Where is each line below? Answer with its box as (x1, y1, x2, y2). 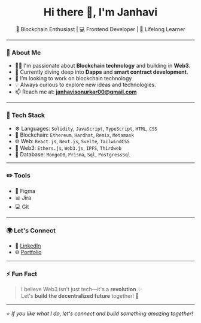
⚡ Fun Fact (6, 270, 38, 278)
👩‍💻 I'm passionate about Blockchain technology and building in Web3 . (14, 62, 191, 70)
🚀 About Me (6, 48, 41, 56)
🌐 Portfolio (14, 249, 42, 256)
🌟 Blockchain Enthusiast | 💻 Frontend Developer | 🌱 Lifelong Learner (16, 25, 185, 32)
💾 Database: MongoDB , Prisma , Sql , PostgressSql (14, 150, 130, 158)
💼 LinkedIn (14, 242, 41, 249)
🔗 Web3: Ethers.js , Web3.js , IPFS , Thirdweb (14, 144, 121, 152)
